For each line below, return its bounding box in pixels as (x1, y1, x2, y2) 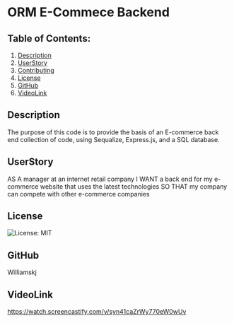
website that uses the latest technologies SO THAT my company (40, 182, 228, 191)
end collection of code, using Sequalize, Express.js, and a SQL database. (7, 135, 221, 143)
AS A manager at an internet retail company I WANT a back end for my (7, 175, 213, 183)
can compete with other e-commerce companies (7, 189, 150, 198)
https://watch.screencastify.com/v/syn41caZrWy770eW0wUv (7, 307, 187, 316)
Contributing (17, 66, 54, 74)
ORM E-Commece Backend (7, 4, 170, 20)
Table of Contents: (7, 33, 91, 45)
